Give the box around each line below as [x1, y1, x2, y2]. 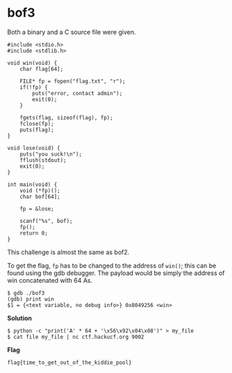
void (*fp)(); [19, 187, 60, 194]
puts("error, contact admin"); [32, 90, 123, 97]
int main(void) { [7, 181, 58, 188]
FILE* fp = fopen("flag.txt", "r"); [19, 78, 126, 85]
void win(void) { [7, 59, 58, 67]
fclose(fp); [19, 120, 54, 127]
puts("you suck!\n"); [19, 151, 82, 158]
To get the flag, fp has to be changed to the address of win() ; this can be [7, 261, 217, 270]
